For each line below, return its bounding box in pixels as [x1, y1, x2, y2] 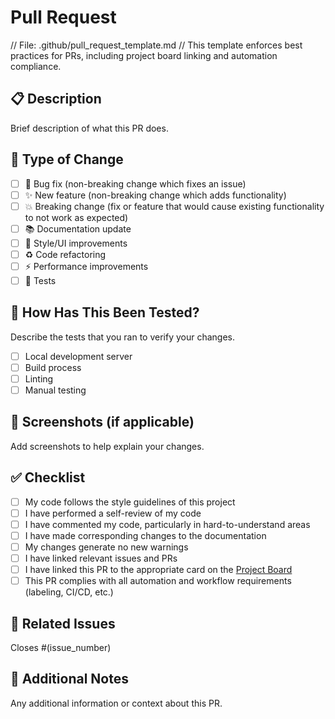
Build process [24, 361, 82, 373]
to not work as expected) [24, 211, 129, 223]
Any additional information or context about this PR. [10, 697, 223, 709]
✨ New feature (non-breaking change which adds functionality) [24, 189, 287, 201]
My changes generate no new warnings [24, 541, 189, 553]
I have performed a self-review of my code [24, 507, 202, 519]
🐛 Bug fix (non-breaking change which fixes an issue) [24, 177, 247, 190]
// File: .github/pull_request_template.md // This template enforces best [10, 39, 303, 51]
